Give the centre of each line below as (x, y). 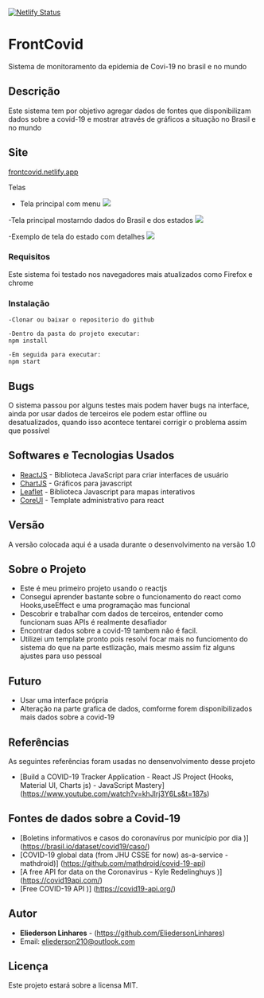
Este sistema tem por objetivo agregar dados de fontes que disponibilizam (130, 111)
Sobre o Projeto (47, 569)
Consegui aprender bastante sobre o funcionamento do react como (130, 597)
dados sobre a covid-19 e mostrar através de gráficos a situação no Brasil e (132, 119)
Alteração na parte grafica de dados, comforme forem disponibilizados (136, 709)
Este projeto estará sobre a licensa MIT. (73, 985)
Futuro (25, 681)
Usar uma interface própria (64, 700)
